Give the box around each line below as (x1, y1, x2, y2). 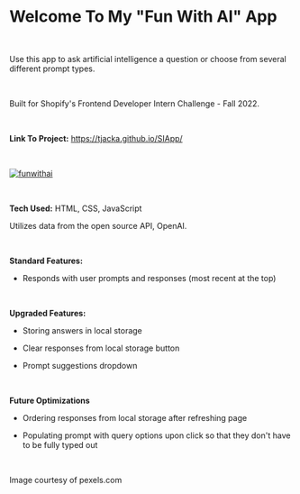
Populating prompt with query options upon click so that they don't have (22, 430, 291, 441)
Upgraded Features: (9, 307, 86, 318)
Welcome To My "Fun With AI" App (9, 6, 277, 27)
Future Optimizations (9, 395, 90, 406)
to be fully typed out (22, 439, 98, 450)
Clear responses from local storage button (22, 343, 180, 353)
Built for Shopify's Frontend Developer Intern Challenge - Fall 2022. (9, 97, 259, 109)
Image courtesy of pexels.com (9, 474, 123, 485)
